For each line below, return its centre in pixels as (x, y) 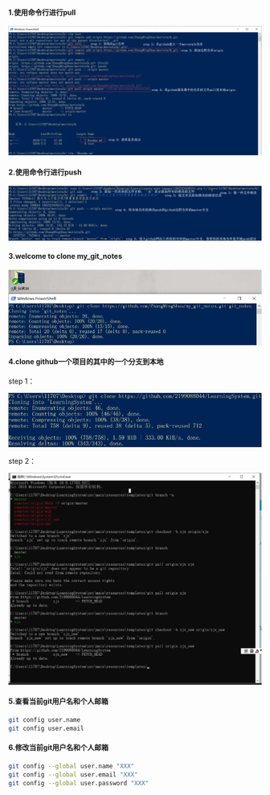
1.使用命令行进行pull (42, 12)
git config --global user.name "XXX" (72, 766)
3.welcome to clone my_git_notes (65, 256)
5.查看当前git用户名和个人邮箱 (58, 701)
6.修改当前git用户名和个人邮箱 (59, 748)
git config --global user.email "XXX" (73, 775)
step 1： (22, 381)
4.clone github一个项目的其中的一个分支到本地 (86, 362)
